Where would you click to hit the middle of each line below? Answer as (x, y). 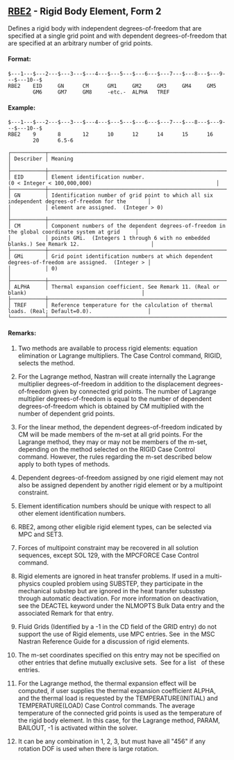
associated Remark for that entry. (66, 614)
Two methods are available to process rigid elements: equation (108, 349)
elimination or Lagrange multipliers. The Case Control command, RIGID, (120, 356)
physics (29, 584)
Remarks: (22, 333)
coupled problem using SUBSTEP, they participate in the (123, 584)
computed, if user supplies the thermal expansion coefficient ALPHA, (117, 691)
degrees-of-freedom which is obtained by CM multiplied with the (111, 406)
